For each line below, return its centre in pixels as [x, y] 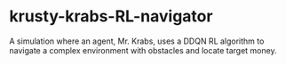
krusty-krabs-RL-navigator [111, 16]
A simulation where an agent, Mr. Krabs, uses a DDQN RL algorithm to [137, 41]
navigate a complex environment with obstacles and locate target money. [143, 50]
